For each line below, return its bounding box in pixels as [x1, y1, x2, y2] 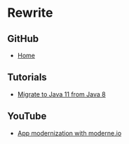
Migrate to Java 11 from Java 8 [17, 89, 107, 99]
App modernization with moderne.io [17, 129, 122, 137]
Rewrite [7, 5, 53, 21]
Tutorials [7, 71, 47, 83]
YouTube [7, 110, 47, 122]
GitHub [7, 33, 39, 45]
